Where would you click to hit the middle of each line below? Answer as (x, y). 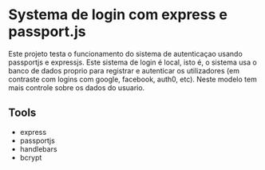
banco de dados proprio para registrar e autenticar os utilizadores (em (124, 70)
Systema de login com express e (118, 15)
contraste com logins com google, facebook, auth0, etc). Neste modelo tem (132, 79)
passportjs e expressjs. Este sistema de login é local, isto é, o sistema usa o (132, 62)
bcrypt (31, 157)
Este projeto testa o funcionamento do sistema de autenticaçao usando (126, 53)
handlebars (38, 148)
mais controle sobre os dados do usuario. (77, 87)
